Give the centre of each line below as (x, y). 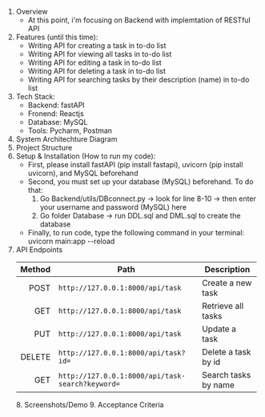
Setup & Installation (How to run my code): (86, 156)
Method (35, 269)
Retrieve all (223, 306)
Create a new (227, 283)
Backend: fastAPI (56, 105)
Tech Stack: (36, 96)
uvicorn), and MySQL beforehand (83, 173)
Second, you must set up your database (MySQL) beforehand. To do (141, 182)
